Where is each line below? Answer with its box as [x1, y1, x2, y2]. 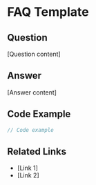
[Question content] [7, 50, 61, 58]
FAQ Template [7, 4, 89, 20]
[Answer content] [7, 88, 57, 97]
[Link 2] [17, 171, 39, 179]
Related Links [7, 146, 67, 157]
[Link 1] [17, 164, 38, 173]
